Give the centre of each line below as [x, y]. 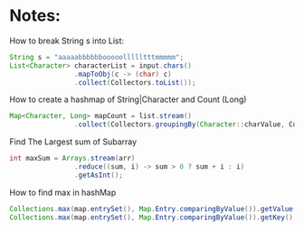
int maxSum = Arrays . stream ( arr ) [72, 159]
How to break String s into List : [67, 41]
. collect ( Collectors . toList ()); [135, 82]
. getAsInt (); [99, 175]
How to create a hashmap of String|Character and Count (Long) [128, 99]
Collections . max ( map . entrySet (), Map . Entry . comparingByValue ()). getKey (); [153, 217]
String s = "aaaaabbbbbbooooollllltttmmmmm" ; [96, 57]
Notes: [35, 16]
